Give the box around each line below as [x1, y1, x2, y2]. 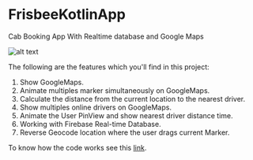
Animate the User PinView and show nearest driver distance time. [19, 110, 233, 120]
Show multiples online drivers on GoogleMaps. [19, 102, 172, 112]
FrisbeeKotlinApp [8, 6, 126, 24]
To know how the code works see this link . [8, 143, 147, 152]
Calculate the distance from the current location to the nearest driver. [19, 94, 246, 103]
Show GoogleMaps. [19, 77, 85, 87]
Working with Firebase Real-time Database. [19, 119, 161, 128]
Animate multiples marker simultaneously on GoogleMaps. [19, 85, 210, 95]
